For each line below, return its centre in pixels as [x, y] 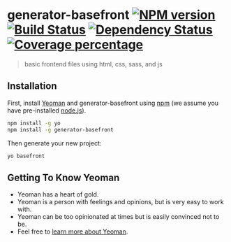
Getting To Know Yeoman [64, 177]
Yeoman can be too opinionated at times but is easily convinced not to [118, 217]
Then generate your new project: [54, 143]
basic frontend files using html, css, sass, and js [93, 64]
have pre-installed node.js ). [47, 110]
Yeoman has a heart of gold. [58, 194]
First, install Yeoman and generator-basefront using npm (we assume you [113, 103]
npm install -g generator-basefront [60, 129]
